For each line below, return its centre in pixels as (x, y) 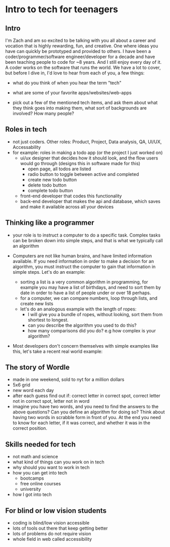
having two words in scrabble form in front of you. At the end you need (87, 418)
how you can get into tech (40, 473)
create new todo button (52, 179)
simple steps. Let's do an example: (49, 272)
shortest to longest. (48, 320)
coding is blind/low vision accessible (51, 523)
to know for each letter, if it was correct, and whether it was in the (81, 423)
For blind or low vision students (56, 511)
